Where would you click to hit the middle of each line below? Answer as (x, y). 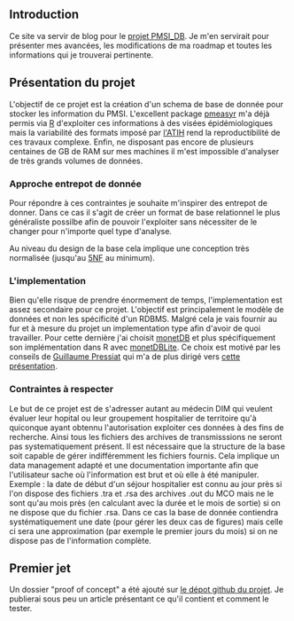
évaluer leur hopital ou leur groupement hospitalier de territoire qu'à (133, 418)
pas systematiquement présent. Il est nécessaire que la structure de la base (147, 446)
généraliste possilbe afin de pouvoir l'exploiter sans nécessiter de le (133, 222)
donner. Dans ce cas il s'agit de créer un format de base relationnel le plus (145, 212)
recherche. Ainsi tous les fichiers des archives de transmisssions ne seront (146, 436)
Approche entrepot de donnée (75, 184)
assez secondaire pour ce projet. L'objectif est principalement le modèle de (147, 310)
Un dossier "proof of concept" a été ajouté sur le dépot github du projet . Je (147, 590)
